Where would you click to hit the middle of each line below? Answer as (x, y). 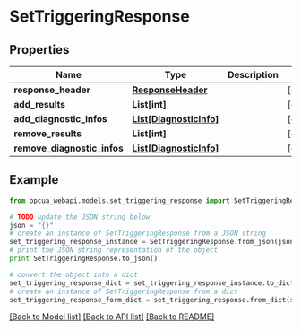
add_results (39, 104)
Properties (39, 50)
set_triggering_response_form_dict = (80, 300)
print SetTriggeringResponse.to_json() (84, 259)
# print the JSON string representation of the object (114, 250)
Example (34, 180)
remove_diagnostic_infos (69, 148)
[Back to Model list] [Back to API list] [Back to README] (112, 317)
